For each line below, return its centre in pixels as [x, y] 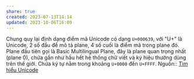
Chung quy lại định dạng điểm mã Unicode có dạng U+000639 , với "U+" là [94, 39]
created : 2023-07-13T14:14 [39, 17]
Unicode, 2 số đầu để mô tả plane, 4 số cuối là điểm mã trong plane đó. [93, 45]
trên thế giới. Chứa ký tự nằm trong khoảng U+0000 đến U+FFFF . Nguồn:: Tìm [97, 64]
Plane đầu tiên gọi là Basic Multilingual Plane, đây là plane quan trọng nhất [96, 51]
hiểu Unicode [22, 70]
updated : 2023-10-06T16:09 [39, 22]
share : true [21, 11]
